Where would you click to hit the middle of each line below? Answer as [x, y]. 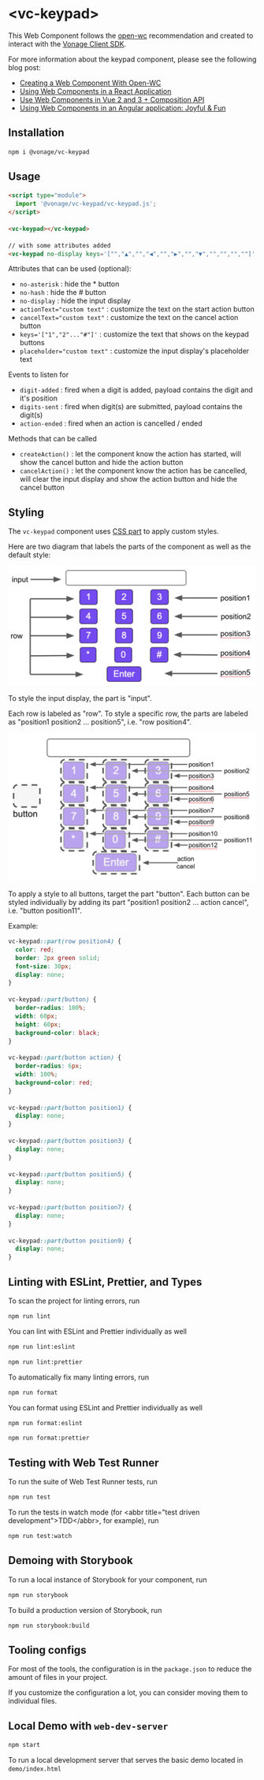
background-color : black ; [58, 1033]
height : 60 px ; [38, 1024]
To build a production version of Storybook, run [85, 1610]
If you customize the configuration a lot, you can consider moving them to [128, 1692]
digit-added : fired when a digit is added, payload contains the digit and [136, 390]
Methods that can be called [52, 439]
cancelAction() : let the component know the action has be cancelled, [133, 471]
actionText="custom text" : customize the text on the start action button [137, 309]
